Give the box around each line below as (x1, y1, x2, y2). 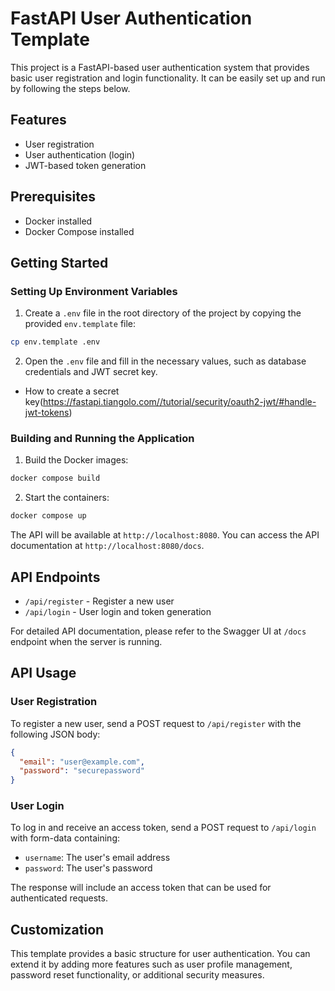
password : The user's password (24, 862, 153, 874)
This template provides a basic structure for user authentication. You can (10, 948, 311, 960)
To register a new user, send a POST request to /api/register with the (10, 717, 302, 729)
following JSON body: (10, 728, 101, 740)
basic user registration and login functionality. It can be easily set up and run (10, 72, 326, 84)
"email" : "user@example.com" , (19, 757, 145, 767)
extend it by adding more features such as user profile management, (10, 958, 293, 971)
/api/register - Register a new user (24, 595, 175, 607)
